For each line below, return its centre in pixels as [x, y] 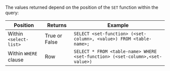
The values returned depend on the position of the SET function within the [82, 7]
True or [53, 36]
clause [16, 60]
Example [118, 25]
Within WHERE [23, 54]
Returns [57, 25]
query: [12, 13]
